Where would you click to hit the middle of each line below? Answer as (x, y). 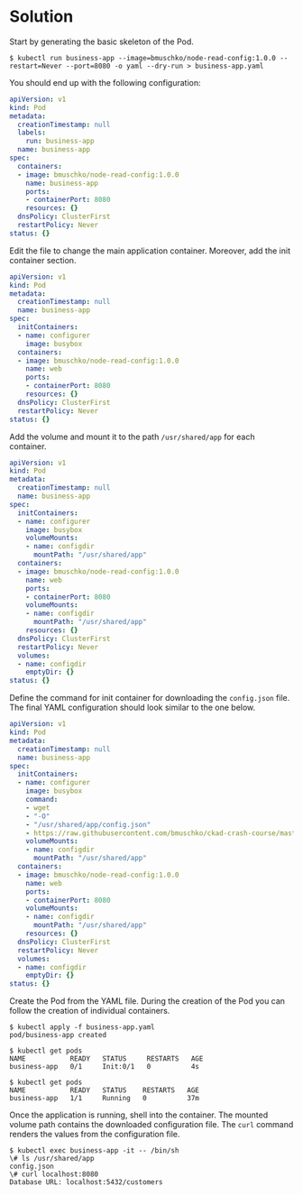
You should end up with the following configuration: (105, 82)
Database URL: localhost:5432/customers (87, 1182)
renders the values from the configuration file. (95, 1135)
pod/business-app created (58, 1035)
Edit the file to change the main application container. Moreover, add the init (150, 251)
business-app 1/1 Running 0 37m (105, 1098)
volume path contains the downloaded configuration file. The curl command (151, 1125)
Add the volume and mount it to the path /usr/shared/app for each (132, 437)
